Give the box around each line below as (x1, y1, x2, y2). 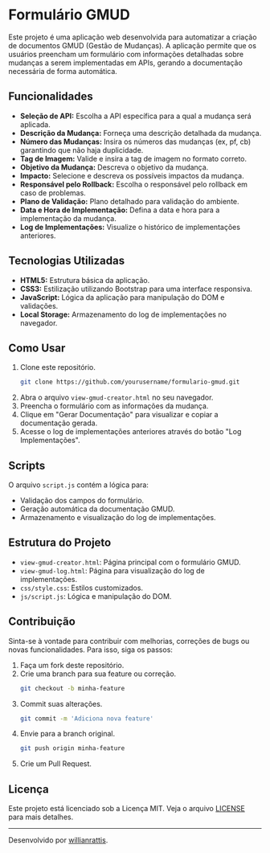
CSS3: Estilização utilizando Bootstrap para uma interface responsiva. (19, 284, 253, 293)
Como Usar (8, 341, 66, 355)
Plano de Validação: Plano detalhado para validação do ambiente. (19, 196, 239, 206)
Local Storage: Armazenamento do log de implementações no (19, 310, 227, 319)
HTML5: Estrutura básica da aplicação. (19, 275, 150, 285)
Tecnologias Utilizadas (8, 254, 125, 268)
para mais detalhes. (8, 812, 74, 822)
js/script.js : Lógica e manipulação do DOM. (19, 591, 172, 601)
